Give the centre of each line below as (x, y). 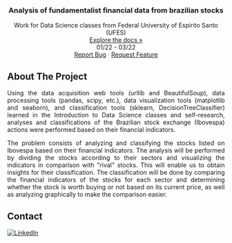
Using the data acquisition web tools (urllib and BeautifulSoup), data (116, 93)
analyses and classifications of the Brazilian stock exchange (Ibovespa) (116, 122)
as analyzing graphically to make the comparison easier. (87, 195)
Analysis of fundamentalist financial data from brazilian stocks (116, 10)
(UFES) (116, 32)
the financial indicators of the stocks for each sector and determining (116, 180)
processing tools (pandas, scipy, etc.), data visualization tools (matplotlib (116, 100)
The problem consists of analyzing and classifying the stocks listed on (116, 143)
